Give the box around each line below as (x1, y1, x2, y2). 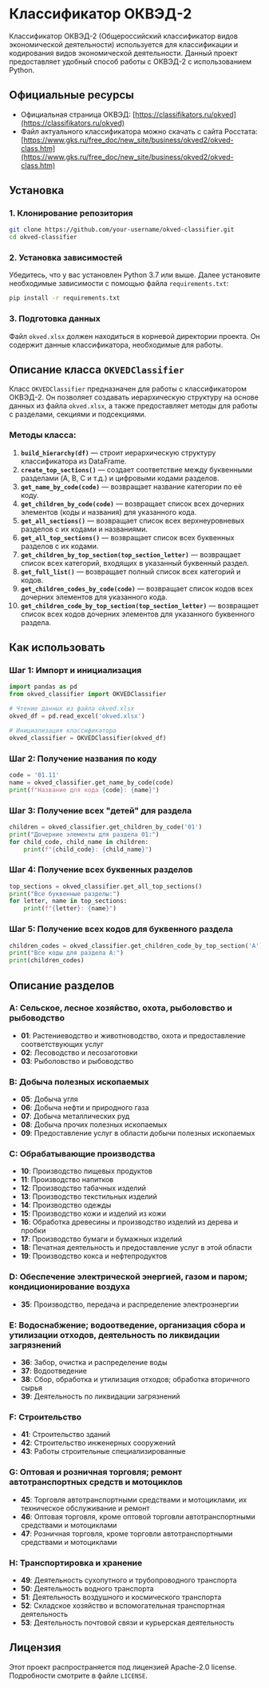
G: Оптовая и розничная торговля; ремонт (9, 1467, 183, 1478)
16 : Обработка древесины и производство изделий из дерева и (20, 1217, 239, 1227)
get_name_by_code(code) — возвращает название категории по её (20, 481, 243, 492)
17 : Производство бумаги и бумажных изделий (20, 1234, 183, 1244)
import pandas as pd (9, 683, 78, 691)
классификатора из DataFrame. (20, 456, 127, 466)
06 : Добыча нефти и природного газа (20, 1103, 150, 1113)
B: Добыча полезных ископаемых (9, 1076, 149, 1087)
